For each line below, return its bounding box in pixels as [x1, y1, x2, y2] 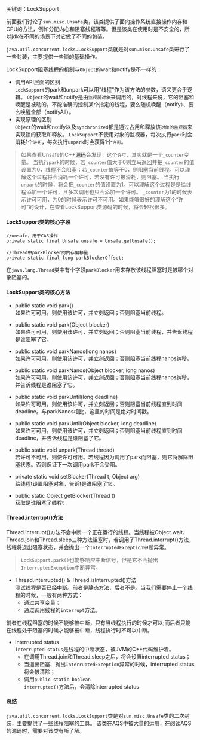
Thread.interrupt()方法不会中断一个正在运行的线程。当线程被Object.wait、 [6, 528, 188, 535]
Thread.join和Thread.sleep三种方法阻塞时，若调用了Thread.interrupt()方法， [6, 536, 195, 543]
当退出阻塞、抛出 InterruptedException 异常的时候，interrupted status [23, 660, 195, 668]
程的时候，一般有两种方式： [14, 591, 84, 598]
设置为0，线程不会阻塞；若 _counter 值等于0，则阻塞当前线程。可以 [20, 166, 185, 173]
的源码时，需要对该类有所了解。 [6, 727, 85, 734]
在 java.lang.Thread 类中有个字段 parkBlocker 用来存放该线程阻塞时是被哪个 [6, 266, 189, 273]
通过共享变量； [23, 599, 61, 606]
